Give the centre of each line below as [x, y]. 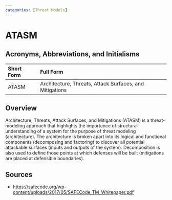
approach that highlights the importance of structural [82, 126]
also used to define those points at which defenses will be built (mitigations [85, 153]
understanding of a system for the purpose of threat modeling [71, 131]
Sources [19, 174]
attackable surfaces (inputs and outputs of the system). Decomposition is [83, 148]
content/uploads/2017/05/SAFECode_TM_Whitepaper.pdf [73, 192]
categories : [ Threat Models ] [36, 10]
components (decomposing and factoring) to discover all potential [75, 142]
